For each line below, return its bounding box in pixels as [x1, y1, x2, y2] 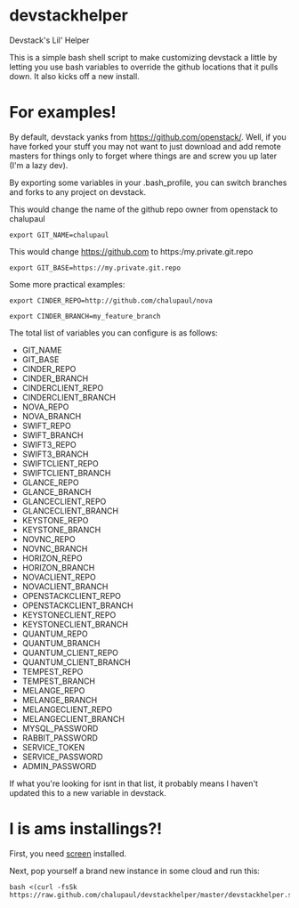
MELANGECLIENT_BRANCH [21, 713, 125, 724]
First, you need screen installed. [9, 847, 127, 859]
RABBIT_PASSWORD [21, 732, 98, 743]
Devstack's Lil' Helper [9, 35, 90, 45]
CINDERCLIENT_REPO [21, 382, 104, 393]
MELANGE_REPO [21, 685, 85, 695]
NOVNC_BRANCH [21, 543, 88, 554]
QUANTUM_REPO [21, 628, 88, 639]
